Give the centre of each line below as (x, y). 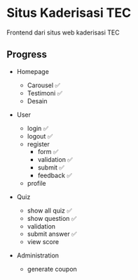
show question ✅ (52, 218)
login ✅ (38, 128)
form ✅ (48, 151)
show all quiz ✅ (50, 210)
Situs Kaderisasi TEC (69, 13)
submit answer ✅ (52, 234)
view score (43, 241)
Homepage (33, 71)
